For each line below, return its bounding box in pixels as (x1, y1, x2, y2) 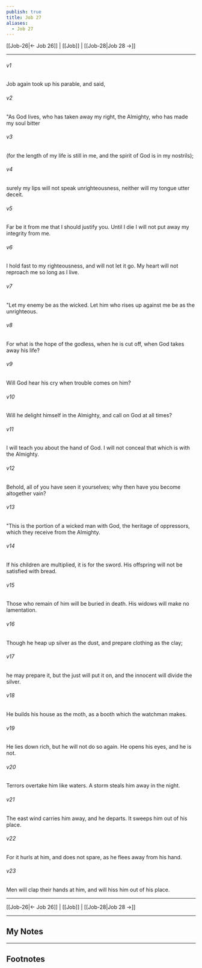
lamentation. (6, 606, 37, 614)
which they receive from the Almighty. (6, 528, 100, 536)
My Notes (6, 926, 44, 937)
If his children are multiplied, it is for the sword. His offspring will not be (6, 561, 183, 568)
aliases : (6, 20, 28, 26)
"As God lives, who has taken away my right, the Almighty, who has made (6, 113, 188, 120)
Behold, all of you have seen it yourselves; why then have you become (6, 483, 181, 490)
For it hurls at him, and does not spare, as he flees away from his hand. (6, 853, 182, 861)
